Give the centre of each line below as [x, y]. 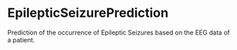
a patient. [21, 39]
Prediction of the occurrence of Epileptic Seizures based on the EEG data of [118, 32]
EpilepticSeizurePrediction [88, 13]
